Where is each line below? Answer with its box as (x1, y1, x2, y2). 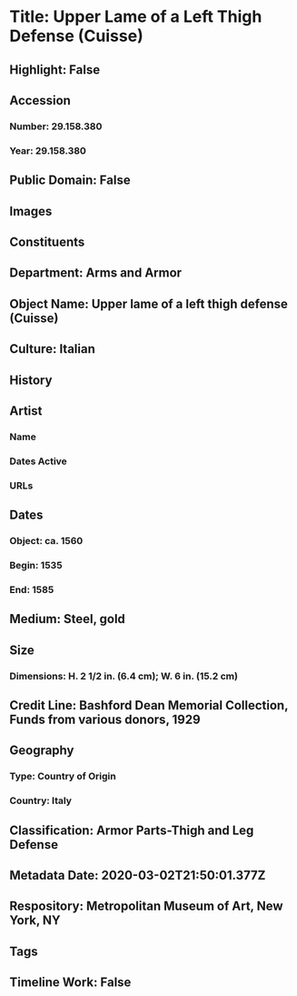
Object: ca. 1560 (9, 535, 84, 548)
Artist (9, 403, 43, 418)
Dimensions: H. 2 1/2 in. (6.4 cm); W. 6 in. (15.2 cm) (9, 669, 239, 682)
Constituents (9, 234, 85, 249)
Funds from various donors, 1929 (9, 711, 202, 727)
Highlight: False (9, 62, 101, 77)
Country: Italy (9, 794, 73, 807)
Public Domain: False (9, 173, 131, 188)
